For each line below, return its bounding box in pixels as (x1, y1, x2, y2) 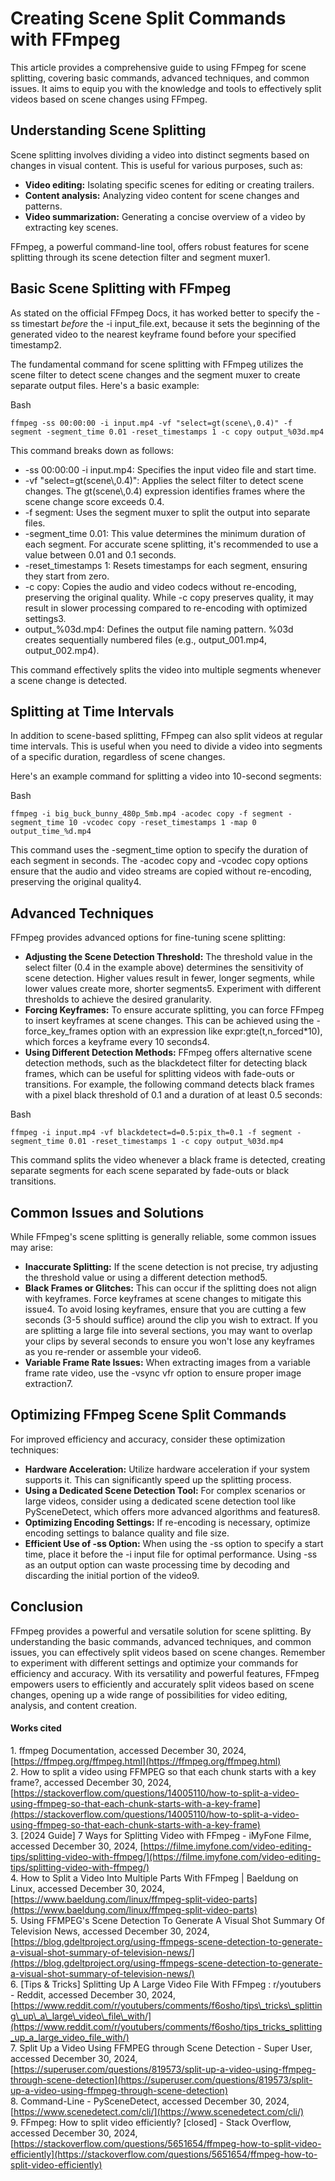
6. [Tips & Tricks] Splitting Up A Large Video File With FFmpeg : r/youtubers (10, 1978, 322, 1990)
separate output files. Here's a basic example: (10, 379, 200, 391)
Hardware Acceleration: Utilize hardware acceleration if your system (24, 1463, 310, 1475)
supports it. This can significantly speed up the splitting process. (24, 1473, 292, 1486)
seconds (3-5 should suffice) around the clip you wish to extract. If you (24, 1314, 318, 1326)
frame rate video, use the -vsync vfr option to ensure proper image (24, 1367, 302, 1379)
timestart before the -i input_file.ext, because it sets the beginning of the (21, 317, 321, 329)
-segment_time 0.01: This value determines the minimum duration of (24, 527, 306, 539)
